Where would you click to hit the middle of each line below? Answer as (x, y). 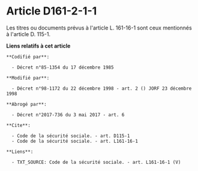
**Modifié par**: (28, 78)
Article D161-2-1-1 (52, 11)
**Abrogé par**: (26, 104)
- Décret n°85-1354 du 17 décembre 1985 (63, 67)
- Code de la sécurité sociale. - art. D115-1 (71, 136)
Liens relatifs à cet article (38, 46)
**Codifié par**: (28, 57)
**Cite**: (19, 125)
